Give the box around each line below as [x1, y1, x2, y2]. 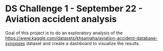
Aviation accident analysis [5, 13, 117, 25]
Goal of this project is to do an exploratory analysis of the [5, 30, 123, 36]
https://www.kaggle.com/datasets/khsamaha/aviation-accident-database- [5, 35, 158, 41]
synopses [5, 40, 25, 46]
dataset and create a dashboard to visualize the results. [26, 40, 141, 46]
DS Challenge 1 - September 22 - [5, 3, 143, 14]
